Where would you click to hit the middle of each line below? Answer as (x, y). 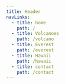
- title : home (29, 22)
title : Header (24, 12)
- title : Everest (33, 45)
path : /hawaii (34, 61)
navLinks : (18, 17)
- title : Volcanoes (35, 34)
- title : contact (33, 67)
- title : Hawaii (31, 56)
